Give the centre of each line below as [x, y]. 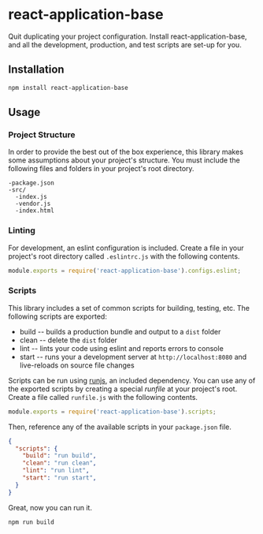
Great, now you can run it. [50, 507]
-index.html [35, 211]
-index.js [31, 197]
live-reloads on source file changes [77, 365]
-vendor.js [33, 204]
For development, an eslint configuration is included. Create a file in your [126, 248]
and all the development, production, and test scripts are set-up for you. [125, 44]
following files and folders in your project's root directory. [101, 169]
